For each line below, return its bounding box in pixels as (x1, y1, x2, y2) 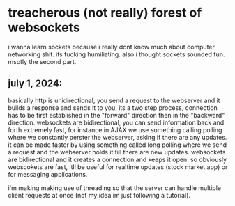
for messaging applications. (8, 170, 88, 178)
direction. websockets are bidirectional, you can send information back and (8, 118, 225, 127)
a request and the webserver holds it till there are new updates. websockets (8, 148, 226, 156)
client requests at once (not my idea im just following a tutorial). (8, 191, 191, 199)
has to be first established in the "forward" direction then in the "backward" (8, 111, 225, 119)
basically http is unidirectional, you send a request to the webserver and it (8, 96, 220, 104)
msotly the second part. (8, 57, 77, 65)
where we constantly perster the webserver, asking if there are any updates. (8, 133, 227, 141)
